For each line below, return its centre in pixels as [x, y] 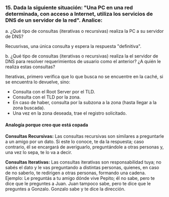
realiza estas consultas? [30, 67]
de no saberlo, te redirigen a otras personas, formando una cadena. [76, 173]
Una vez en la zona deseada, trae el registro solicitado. [70, 113]
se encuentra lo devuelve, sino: [38, 82]
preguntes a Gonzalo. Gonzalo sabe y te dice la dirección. [65, 189]
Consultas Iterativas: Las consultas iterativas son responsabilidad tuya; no [83, 162]
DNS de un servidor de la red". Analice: [54, 20]
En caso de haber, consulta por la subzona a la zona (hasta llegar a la [84, 103]
